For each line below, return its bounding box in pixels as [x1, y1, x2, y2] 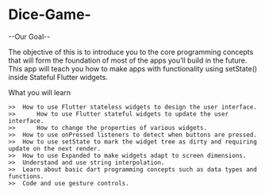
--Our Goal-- [8, 32, 51, 41]
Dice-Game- [8, 6, 91, 24]
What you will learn [8, 87, 71, 97]
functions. [8, 172, 44, 180]
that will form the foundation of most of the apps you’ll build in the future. [8, 55, 248, 65]
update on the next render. [8, 144, 102, 152]
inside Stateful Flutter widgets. [8, 72, 109, 82]
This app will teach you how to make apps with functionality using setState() [8, 63, 258, 73]
